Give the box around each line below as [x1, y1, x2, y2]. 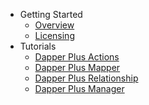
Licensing [34, 30, 75, 41]
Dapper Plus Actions [34, 51, 120, 63]
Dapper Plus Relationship [34, 72, 139, 84]
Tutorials [19, 40, 57, 52]
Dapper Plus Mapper [34, 62, 121, 73]
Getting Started [19, 9, 83, 20]
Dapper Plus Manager [34, 83, 125, 94]
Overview [34, 19, 75, 31]
